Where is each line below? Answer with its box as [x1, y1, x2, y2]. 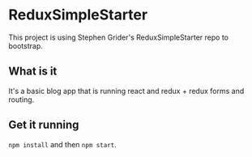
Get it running [8, 118, 79, 132]
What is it [8, 65, 58, 78]
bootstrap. [8, 40, 43, 50]
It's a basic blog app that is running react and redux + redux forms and [8, 86, 245, 95]
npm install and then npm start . [8, 139, 117, 149]
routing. [8, 95, 35, 104]
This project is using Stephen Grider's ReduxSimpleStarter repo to [8, 32, 229, 42]
